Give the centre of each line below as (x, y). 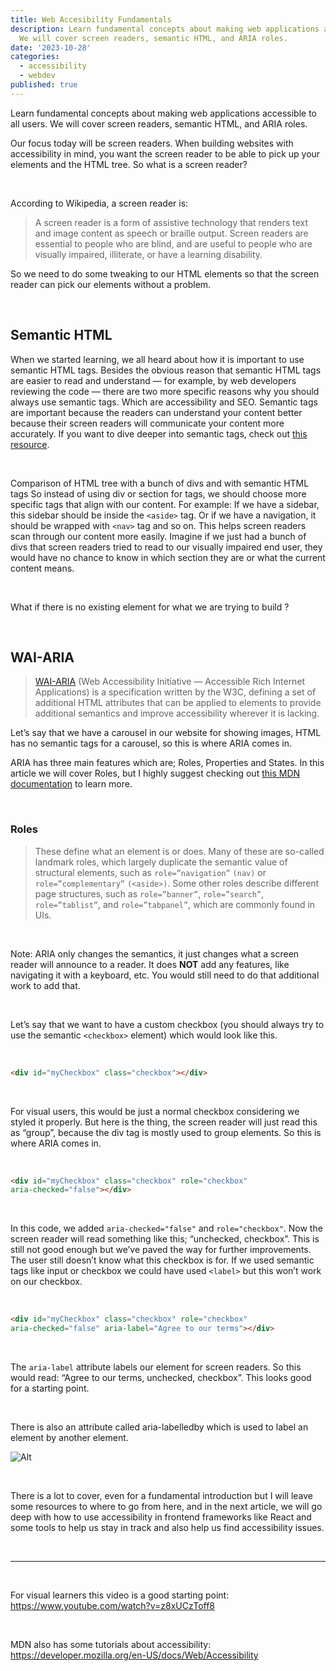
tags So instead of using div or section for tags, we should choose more (158, 493)
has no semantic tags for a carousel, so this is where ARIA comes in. (151, 743)
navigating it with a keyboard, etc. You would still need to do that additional (165, 975)
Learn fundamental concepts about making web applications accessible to (163, 113)
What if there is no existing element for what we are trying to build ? (150, 607)
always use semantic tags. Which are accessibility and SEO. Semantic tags (164, 402)
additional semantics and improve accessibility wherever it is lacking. (177, 713)
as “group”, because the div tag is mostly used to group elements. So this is (166, 1132)
